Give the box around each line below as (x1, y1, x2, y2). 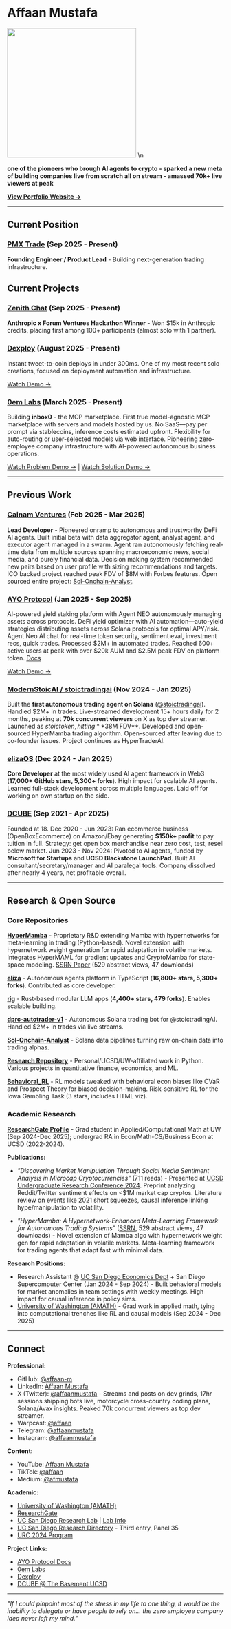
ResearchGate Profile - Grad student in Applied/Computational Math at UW (7, 1125, 221, 1133)
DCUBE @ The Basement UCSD (16, 1579, 108, 1588)
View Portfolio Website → (7, 192, 81, 201)
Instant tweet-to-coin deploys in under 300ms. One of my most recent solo (7, 359, 220, 367)
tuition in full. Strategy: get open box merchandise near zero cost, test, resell (7, 839, 224, 847)
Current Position (7, 219, 79, 230)
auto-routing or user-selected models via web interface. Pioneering (7, 435, 198, 443)
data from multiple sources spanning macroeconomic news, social (21, 547, 210, 556)
